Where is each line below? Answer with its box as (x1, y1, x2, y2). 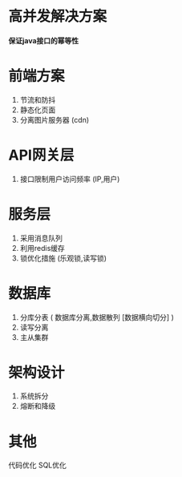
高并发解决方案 (8, 7, 107, 26)
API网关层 (8, 146, 75, 164)
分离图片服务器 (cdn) (19, 115, 90, 124)
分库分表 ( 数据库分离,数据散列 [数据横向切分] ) (19, 312, 175, 321)
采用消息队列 (19, 233, 63, 243)
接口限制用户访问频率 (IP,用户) (19, 174, 120, 184)
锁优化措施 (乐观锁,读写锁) (19, 253, 107, 263)
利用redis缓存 (19, 243, 66, 253)
